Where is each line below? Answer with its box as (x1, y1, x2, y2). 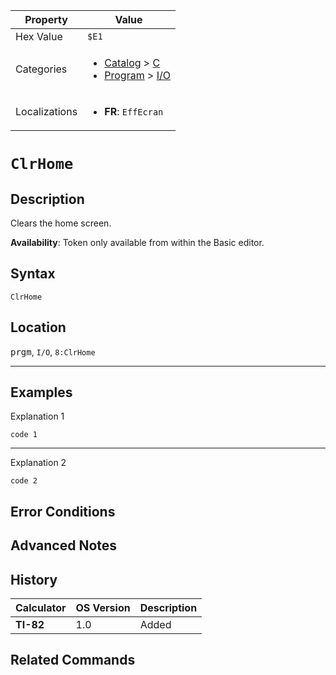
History (10, 571, 58, 588)
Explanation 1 (10, 410, 65, 423)
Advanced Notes (10, 537, 118, 554)
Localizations (15, 105, 78, 118)
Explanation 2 (10, 457, 67, 469)
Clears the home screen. (10, 217, 112, 229)
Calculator (15, 601, 67, 615)
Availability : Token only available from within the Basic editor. (10, 237, 265, 248)
